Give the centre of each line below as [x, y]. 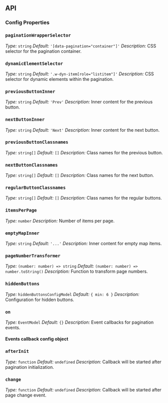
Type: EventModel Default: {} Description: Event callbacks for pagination [79, 322]
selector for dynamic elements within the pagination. [59, 79]
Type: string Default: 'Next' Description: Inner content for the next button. [82, 130]
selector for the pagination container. [43, 51]
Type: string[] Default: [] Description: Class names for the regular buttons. [83, 198]
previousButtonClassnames [37, 142]
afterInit [17, 351]
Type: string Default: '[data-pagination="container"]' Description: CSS [81, 46]
